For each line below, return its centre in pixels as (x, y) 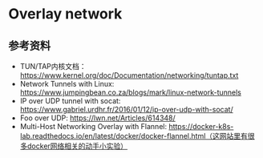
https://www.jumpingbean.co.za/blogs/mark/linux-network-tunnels (131, 92)
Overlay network (65, 14)
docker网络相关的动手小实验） (77, 146)
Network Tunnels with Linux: (67, 84)
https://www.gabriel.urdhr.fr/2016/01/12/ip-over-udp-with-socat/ (127, 109)
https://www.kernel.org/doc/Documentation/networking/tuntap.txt (129, 75)
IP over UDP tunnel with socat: (70, 101)
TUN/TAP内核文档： (53, 66)
